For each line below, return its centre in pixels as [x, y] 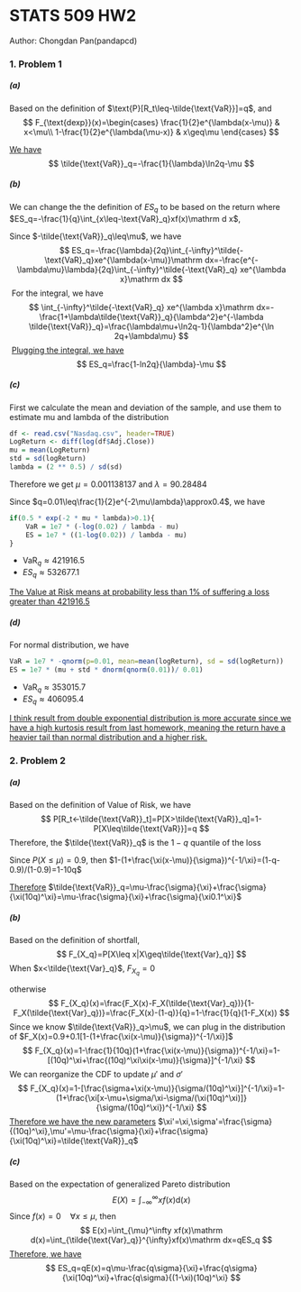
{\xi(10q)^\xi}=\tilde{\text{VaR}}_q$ [74, 1141]
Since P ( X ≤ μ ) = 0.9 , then [58, 860]
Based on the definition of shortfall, [75, 940]
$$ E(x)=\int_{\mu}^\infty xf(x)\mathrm [151, 1230]
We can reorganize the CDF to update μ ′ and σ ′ [96, 1075]
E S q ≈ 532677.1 [51, 573]
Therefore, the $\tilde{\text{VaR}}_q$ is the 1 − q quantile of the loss [135, 843]
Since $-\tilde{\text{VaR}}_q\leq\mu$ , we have [96, 236]
